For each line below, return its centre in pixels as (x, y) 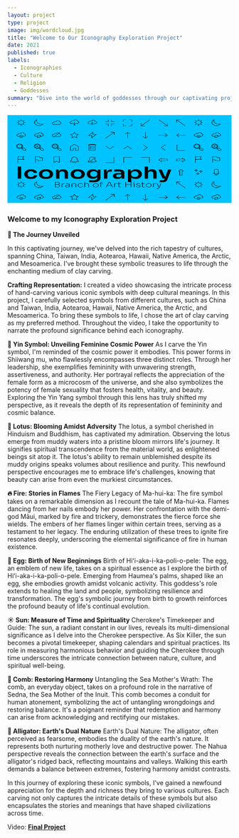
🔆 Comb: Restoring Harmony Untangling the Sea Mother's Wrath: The (110, 680)
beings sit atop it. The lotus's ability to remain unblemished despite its (110, 457)
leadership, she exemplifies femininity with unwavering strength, (102, 367)
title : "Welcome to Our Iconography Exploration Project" (95, 38)
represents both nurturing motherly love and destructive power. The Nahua (117, 747)
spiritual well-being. (36, 666)
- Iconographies (38, 68)
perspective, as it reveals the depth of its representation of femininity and (115, 405)
